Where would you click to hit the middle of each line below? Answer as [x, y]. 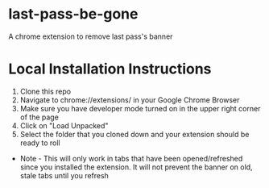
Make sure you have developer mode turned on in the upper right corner [140, 108]
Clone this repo [45, 91]
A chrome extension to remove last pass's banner [91, 36]
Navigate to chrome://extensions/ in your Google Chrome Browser [130, 100]
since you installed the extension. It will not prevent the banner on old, [136, 167]
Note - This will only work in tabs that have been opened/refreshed [131, 158]
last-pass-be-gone [73, 14]
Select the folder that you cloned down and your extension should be [134, 134]
